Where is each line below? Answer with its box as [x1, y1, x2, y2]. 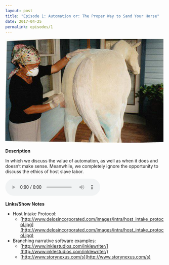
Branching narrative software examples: [12, 238, 96, 244]
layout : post [5, 8, 33, 13]
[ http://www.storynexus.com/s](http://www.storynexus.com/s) [20, 254, 151, 260]
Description [5, 148, 31, 154]
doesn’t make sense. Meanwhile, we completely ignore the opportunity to [5, 163, 158, 170]
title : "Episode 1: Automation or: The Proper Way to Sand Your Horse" [5, 13, 159, 19]
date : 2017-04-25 [5, 19, 42, 24]
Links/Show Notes [5, 201, 45, 207]
